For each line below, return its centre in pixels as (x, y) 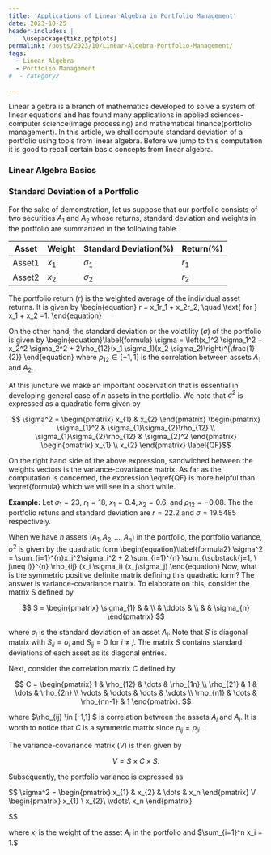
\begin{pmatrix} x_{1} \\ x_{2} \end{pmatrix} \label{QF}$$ (136, 445)
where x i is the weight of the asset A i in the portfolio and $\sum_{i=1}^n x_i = (135, 833)
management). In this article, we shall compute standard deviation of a (126, 132)
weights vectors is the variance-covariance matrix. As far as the (115, 469)
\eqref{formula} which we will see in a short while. (92, 487)
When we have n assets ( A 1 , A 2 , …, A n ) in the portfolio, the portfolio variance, (135, 538)
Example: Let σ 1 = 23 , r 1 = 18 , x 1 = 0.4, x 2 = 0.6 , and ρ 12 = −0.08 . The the (131, 504)
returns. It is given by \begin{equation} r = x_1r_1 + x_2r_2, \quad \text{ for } (133, 307)
